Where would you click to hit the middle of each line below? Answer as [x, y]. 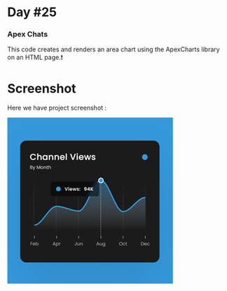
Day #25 [32, 12]
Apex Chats [28, 34]
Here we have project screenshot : [57, 108]
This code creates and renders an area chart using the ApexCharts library [113, 49]
